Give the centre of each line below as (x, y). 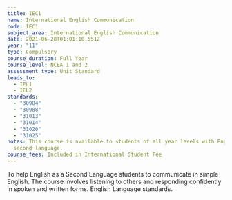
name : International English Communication (71, 20)
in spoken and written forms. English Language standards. (90, 189)
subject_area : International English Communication (83, 33)
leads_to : (21, 78)
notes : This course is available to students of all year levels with (111, 142)
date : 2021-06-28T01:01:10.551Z (54, 39)
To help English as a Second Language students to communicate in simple (113, 174)
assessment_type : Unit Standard (54, 71)
